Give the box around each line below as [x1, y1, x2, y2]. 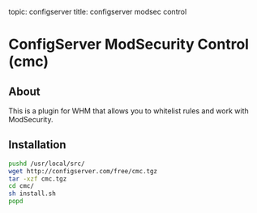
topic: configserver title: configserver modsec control [8, 7, 187, 16]
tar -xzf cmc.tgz [8, 174, 67, 183]
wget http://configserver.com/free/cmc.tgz [8, 167, 158, 175]
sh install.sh [8, 190, 57, 198]
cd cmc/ [8, 182, 35, 190]
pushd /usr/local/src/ [8, 160, 85, 168]
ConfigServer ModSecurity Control [8, 36, 250, 53]
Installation [8, 138, 66, 152]
